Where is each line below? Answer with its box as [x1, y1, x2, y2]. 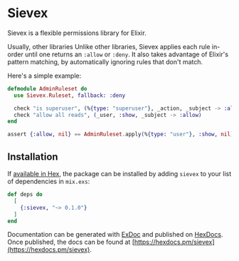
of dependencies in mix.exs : [7, 177, 90, 185]
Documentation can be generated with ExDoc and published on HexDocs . [7, 230, 223, 239]
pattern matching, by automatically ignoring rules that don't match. [7, 57, 203, 66]
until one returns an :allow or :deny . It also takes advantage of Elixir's [24, 50, 229, 58]
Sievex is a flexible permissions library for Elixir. [7, 29, 147, 37]
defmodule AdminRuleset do [7, 85, 87, 92]
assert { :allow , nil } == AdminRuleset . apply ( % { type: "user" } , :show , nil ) [7, 130, 234, 138]
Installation [7, 150, 58, 163]
